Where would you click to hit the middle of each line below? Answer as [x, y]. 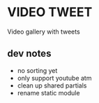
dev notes [29, 54]
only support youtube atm [54, 78]
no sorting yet [37, 70]
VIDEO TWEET [50, 12]
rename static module [48, 92]
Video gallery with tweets [44, 32]
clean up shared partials [52, 85]
